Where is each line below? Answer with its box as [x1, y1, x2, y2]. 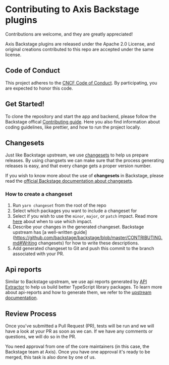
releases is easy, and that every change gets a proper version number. [5, 163, 152, 169]
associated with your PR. [12, 251, 65, 257]
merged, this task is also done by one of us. [5, 354, 96, 360]
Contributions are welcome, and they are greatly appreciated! [5, 31, 133, 37]
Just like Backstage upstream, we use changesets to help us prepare [5, 152, 149, 158]
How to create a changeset [5, 191, 73, 198]
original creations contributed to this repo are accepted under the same [5, 46, 154, 52]
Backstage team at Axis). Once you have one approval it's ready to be [5, 349, 150, 355]
